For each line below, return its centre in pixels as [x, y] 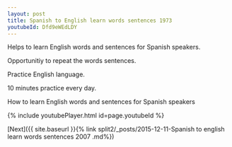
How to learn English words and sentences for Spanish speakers [101, 102]
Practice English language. [46, 74]
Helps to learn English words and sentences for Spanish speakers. [104, 47]
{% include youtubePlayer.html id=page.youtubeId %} [86, 116]
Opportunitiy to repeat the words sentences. [72, 61]
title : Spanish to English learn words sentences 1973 [90, 20]
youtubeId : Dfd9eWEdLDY [42, 27]
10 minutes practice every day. [52, 88]
